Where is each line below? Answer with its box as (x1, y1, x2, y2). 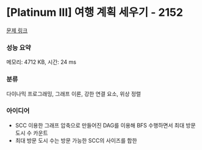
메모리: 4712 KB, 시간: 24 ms (6, 58, 76, 66)
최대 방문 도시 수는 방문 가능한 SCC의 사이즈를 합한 (15, 137, 137, 144)
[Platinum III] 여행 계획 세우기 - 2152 (6, 5, 183, 19)
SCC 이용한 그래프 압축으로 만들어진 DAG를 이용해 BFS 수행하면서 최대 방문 (15, 121, 197, 129)
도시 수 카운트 (15, 129, 48, 137)
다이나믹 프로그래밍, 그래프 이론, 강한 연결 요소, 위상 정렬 (6, 90, 142, 97)
